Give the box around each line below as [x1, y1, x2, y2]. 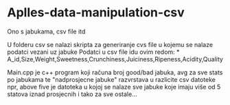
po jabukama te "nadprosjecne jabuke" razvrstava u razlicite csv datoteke [7, 75, 216, 83]
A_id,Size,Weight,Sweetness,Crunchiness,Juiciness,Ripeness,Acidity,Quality [7, 55, 223, 63]
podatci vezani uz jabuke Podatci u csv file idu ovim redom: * [7, 48, 180, 56]
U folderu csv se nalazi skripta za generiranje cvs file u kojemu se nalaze [7, 40, 214, 48]
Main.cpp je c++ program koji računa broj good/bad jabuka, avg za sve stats [7, 68, 223, 76]
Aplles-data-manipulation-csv [7, 5, 185, 20]
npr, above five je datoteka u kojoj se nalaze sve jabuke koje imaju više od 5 [7, 82, 221, 91]
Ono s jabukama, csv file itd [7, 27, 86, 35]
